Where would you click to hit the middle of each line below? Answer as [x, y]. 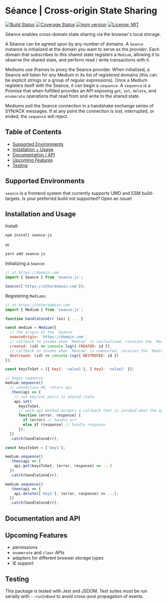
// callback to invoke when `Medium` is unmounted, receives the [79, 351]
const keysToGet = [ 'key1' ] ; [35, 448]
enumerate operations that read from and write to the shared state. [73, 96]
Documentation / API [34, 154]
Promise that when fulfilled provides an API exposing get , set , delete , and [81, 90]
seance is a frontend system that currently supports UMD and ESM [73, 193]
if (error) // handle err [50, 420]
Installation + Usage [33, 149]
